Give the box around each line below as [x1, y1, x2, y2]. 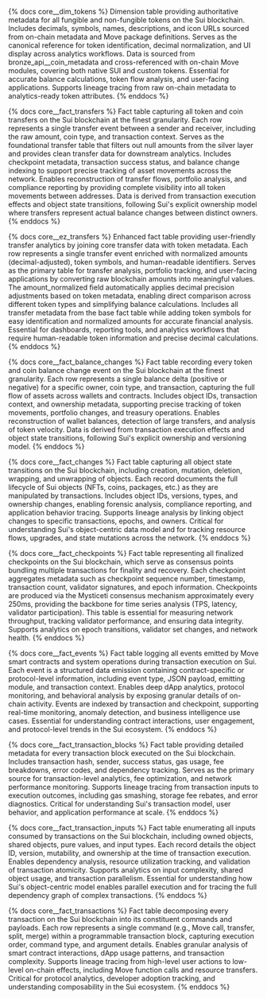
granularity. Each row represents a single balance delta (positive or [8, 374, 228, 383]
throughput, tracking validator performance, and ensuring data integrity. [8, 616, 244, 625]
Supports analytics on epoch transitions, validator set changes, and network [8, 624, 258, 634]
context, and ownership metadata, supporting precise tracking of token [8, 399, 242, 409]
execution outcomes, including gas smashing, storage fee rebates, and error [8, 791, 258, 800]
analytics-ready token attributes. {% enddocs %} [8, 91, 169, 100]
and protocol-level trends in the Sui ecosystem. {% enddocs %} [8, 725, 217, 734]
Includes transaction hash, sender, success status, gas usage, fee [8, 757, 225, 766]
